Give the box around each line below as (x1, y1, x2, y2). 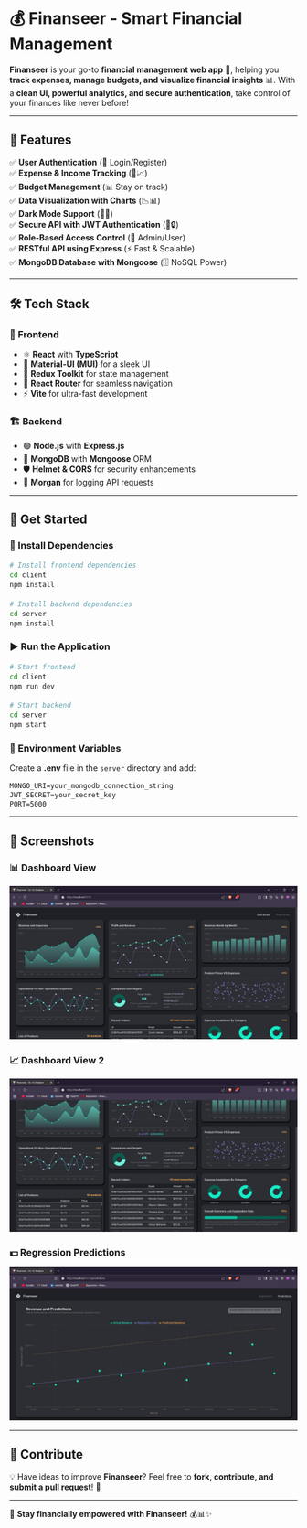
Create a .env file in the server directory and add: (9, 763, 196, 774)
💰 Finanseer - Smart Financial (9, 8, 243, 29)
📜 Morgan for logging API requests (22, 476, 154, 487)
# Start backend (9, 701, 71, 711)
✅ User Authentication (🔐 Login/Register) (9, 156, 168, 167)
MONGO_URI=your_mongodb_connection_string (9, 782, 174, 791)
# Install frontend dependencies (9, 561, 137, 571)
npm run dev (9, 681, 55, 691)
